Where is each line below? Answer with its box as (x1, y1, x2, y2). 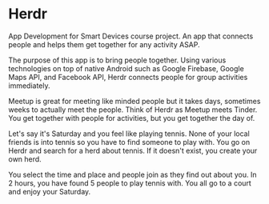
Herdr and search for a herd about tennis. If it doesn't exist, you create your (8, 146, 258, 155)
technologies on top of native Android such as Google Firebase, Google (8, 63, 244, 73)
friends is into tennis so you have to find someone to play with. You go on (8, 137, 251, 146)
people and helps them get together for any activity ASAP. (8, 39, 200, 49)
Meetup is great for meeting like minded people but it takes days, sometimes (8, 96, 261, 106)
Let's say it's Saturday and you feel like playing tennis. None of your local (8, 129, 250, 138)
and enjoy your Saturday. (8, 186, 91, 196)
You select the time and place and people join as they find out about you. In (8, 170, 257, 179)
